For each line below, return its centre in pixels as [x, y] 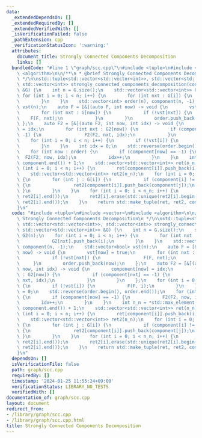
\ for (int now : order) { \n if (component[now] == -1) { [105, 152]
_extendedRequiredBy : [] [43, 23]
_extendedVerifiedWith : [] [45, 29]
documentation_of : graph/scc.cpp [48, 398]
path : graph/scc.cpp [37, 370]
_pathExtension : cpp [37, 40]
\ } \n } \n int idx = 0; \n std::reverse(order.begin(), [109, 146]
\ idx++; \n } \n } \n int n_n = [82, 303]
